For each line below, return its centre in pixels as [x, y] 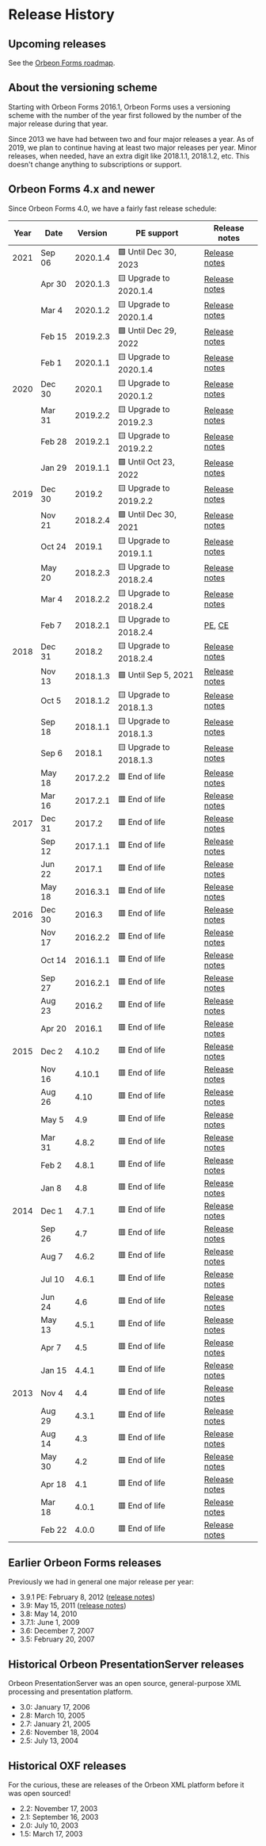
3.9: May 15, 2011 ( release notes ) [73, 1606]
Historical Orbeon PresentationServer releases [126, 1664]
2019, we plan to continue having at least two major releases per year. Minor [133, 147]
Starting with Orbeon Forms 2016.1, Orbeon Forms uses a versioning [120, 107]
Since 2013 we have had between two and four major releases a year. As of [131, 139]
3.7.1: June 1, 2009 [49, 1622]
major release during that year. [58, 124]
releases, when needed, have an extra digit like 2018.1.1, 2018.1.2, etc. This [129, 155]
